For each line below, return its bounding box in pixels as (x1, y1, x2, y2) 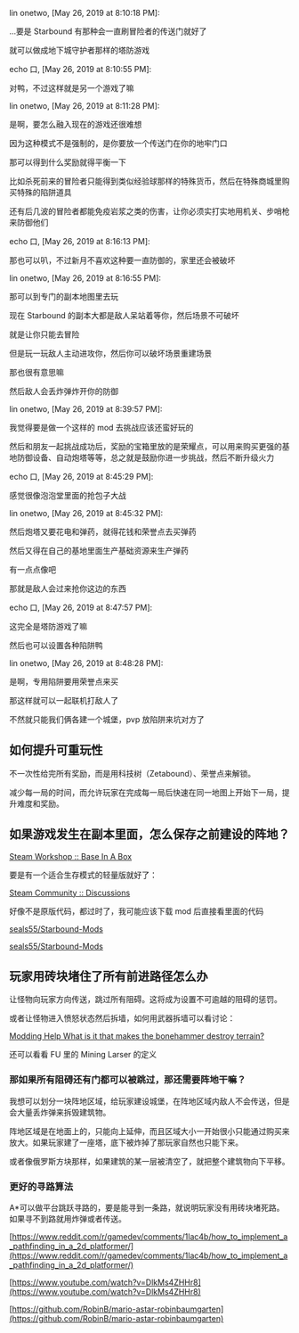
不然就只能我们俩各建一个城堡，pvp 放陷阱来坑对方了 (9, 714, 205, 725)
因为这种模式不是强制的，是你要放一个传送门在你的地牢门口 (9, 138, 228, 148)
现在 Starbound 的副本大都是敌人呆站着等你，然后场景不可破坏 (9, 310, 239, 320)
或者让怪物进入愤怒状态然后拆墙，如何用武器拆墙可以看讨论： (9, 1013, 236, 1024)
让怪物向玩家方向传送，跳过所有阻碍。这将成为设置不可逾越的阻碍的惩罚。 (9, 994, 282, 1005)
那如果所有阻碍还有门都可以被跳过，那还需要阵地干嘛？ (9, 1074, 246, 1086)
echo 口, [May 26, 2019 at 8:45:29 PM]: (9, 472, 154, 481)
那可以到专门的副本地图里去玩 (9, 292, 118, 301)
